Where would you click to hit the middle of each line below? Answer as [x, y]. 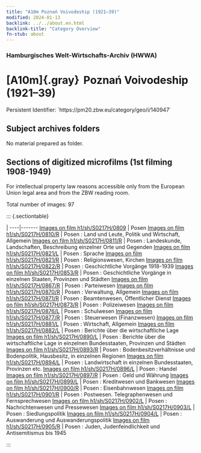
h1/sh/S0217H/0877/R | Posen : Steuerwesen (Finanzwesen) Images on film [100, 317]
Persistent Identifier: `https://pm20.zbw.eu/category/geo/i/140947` [89, 110]
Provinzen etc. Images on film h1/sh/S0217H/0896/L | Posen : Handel [92, 369]
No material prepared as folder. [45, 143]
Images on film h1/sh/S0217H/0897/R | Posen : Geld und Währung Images [97, 375]
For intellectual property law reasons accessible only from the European [95, 186]
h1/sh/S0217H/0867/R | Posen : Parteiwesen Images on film [80, 285]
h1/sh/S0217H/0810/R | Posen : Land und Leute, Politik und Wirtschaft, [93, 234]
